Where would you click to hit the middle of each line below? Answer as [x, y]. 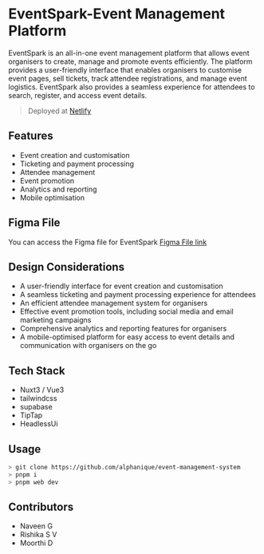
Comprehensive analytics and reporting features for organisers [123, 329]
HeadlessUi [39, 424]
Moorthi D [36, 543]
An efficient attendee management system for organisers [114, 303]
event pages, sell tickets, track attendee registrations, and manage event [128, 78]
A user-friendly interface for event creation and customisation [121, 286]
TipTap [31, 415]
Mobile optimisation [52, 197]
